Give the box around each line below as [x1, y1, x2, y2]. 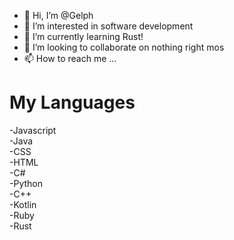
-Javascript [9, 124, 57, 136]
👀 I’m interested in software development [23, 20, 194, 32]
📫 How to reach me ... [23, 53, 117, 64]
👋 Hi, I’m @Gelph [23, 10, 94, 21]
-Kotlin [9, 198, 37, 210]
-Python [9, 177, 43, 189]
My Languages [9, 91, 136, 114]
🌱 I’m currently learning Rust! [23, 31, 144, 42]
